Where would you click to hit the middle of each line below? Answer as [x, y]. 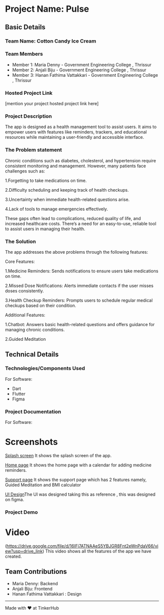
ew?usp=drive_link [24, 551]
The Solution [20, 242]
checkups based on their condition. [41, 305]
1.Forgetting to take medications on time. [46, 180]
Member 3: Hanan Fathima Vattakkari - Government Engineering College [85, 75]
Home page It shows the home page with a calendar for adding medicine [78, 465]
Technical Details [32, 355]
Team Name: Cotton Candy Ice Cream [51, 41]
